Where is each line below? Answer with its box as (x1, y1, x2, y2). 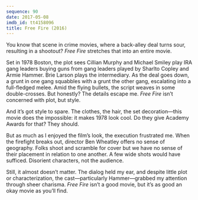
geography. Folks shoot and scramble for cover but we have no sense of (6, 145, 183, 152)
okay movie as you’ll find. (6, 187, 68, 195)
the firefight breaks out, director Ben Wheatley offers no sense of (6, 138, 165, 145)
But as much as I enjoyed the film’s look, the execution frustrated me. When (6, 132, 190, 139)
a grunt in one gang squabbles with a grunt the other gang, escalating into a (6, 78, 191, 85)
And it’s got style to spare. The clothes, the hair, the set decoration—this (6, 108, 182, 115)
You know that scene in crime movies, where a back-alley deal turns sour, (6, 41, 186, 48)
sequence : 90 (6, 8, 38, 15)
